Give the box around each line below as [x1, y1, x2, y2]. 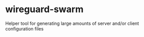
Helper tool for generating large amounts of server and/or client [5, 20, 139, 26]
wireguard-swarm [5, 4, 84, 15]
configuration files [5, 25, 44, 31]
